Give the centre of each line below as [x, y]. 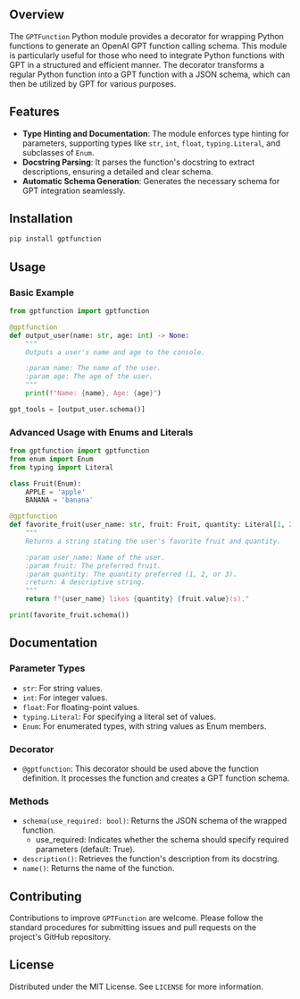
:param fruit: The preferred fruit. [94, 566]
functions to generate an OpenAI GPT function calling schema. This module [148, 46]
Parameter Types [47, 668]
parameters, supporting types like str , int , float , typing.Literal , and [151, 143]
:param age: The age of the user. [89, 377]
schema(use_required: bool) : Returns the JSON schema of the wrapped [154, 821]
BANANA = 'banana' [59, 500]
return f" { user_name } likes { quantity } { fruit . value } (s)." [137, 599]
